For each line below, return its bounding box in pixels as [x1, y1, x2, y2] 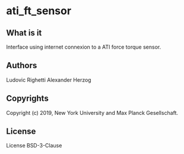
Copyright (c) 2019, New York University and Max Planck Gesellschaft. [6, 109, 179, 116]
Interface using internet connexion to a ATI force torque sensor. [6, 43, 161, 50]
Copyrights [6, 94, 49, 104]
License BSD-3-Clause [6, 142, 62, 149]
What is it [6, 28, 42, 38]
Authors [6, 60, 37, 70]
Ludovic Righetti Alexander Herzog [6, 76, 91, 84]
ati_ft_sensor [6, 4, 72, 18]
